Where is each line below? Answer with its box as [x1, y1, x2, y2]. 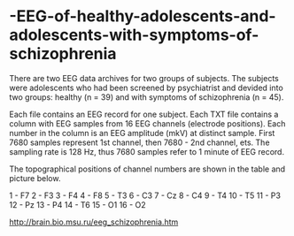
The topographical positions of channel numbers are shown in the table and [9, 164, 286, 174]
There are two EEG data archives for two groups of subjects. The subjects [9, 72, 279, 83]
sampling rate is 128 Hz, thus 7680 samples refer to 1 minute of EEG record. [9, 146, 285, 156]
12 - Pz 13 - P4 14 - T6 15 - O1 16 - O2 [9, 199, 146, 209]
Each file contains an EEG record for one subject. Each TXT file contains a [9, 109, 279, 119]
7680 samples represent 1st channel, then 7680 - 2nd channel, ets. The [9, 137, 270, 148]
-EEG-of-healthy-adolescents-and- [9, 6, 276, 27]
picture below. [9, 172, 61, 183]
